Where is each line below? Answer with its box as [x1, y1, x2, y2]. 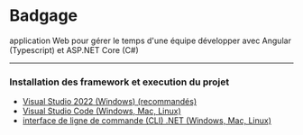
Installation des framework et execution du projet [9, 76, 230, 88]
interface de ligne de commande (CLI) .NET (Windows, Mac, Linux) [22, 115, 272, 126]
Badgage [9, 5, 78, 26]
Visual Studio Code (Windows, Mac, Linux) [22, 105, 182, 117]
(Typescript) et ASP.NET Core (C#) [9, 44, 140, 55]
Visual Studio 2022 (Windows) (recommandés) [22, 96, 197, 107]
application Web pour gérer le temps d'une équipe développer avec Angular [9, 35, 291, 46]
